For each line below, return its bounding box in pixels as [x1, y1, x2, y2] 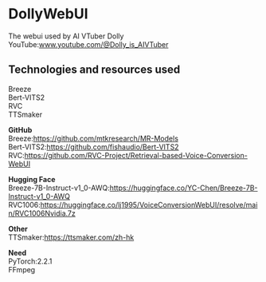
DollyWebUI [8, 5, 89, 23]
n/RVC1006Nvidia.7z [8, 209, 76, 218]
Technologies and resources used [8, 63, 181, 77]
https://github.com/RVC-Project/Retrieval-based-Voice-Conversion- [24, 150, 248, 160]
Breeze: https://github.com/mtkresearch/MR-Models [8, 133, 179, 143]
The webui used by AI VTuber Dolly [8, 31, 124, 41]
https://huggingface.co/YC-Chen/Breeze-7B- [109, 183, 258, 193]
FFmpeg [8, 264, 36, 274]
